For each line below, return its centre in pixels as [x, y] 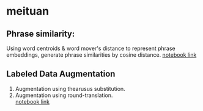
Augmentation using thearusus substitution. [70, 88]
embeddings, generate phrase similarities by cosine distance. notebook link [102, 55]
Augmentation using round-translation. [64, 95]
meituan [28, 11]
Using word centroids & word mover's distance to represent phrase [91, 48]
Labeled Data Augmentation [61, 74]
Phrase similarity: [41, 34]
